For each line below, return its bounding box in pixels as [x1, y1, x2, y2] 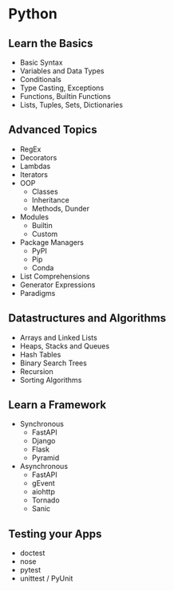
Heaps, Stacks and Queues [19, 341, 110, 351]
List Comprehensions [19, 271, 90, 281]
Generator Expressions [19, 280, 96, 290]
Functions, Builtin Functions [19, 92, 112, 100]
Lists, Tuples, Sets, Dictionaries [19, 100, 124, 109]
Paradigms [19, 288, 56, 297]
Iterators [19, 169, 48, 179]
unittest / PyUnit [19, 573, 73, 583]
